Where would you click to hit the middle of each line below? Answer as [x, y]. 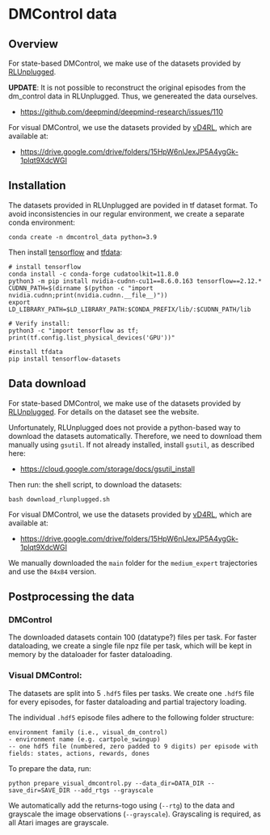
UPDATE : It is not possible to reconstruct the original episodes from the [127, 87]
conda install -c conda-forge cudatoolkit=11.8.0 [94, 274]
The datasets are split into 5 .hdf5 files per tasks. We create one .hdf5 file [131, 693]
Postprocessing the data [72, 597]
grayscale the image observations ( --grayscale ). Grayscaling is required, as [135, 814]
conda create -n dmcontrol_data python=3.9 [83, 237]
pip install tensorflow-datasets [65, 359]
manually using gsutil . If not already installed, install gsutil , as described [131, 445]
